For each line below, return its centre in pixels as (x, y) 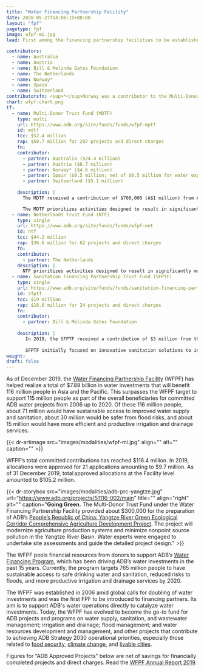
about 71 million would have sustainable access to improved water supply (98, 411)
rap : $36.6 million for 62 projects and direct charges (90, 243)
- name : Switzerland (38, 91)
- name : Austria (32, 62)
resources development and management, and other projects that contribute (102, 631)
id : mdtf (28, 130)
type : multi (32, 119)
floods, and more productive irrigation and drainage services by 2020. (94, 581)
